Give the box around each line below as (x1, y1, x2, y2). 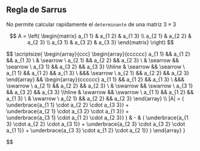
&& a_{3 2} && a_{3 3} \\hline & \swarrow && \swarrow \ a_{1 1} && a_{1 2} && (6, 88, 194, 95)
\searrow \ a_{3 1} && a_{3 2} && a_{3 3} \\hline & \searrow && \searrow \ (6, 63, 185, 70)
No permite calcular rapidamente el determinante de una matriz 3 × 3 (6, 20, 177, 28)
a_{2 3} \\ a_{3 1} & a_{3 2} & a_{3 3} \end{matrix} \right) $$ (27, 38, 174, 46)
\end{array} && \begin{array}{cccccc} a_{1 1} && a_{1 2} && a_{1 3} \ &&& (6, 75, 184, 83)
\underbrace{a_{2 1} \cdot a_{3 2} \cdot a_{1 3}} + (6, 107, 129, 114)
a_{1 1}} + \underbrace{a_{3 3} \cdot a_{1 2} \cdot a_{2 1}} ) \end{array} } (6, 126, 186, 134)
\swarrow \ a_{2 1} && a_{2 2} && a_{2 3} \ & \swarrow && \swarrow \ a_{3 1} (6, 82, 193, 89)
